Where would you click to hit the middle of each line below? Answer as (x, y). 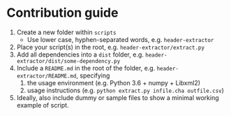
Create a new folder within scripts (66, 32)
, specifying (93, 75)
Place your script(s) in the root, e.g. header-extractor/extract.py (111, 47)
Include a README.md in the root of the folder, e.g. (86, 68)
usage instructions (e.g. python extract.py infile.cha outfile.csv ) (126, 90)
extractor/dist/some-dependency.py (68, 61)
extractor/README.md (46, 76)
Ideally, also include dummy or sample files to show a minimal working (118, 97)
